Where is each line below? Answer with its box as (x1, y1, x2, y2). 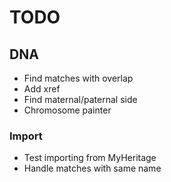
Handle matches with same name (23, 162, 162, 175)
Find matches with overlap (23, 72, 134, 84)
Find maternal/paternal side (23, 94, 138, 105)
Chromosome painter (23, 104, 112, 116)
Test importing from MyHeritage (23, 152, 157, 164)
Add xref (23, 83, 61, 95)
